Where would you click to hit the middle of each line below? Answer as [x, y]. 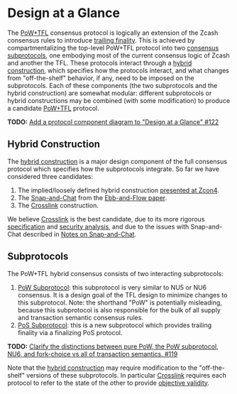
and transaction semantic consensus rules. [81, 317]
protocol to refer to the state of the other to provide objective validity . [109, 383]
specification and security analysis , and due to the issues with [98, 226]
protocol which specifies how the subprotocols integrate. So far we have [114, 169]
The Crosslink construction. [58, 205]
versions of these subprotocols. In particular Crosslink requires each [126, 375]
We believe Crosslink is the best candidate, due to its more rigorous [106, 219]
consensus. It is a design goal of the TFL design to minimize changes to [122, 295]
